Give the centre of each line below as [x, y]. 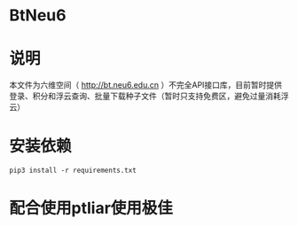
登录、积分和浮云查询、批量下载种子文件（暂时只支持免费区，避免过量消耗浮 [149, 96]
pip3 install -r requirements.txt [73, 171]
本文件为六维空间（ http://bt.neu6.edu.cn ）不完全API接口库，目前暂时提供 [145, 85]
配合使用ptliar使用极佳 [91, 208]
